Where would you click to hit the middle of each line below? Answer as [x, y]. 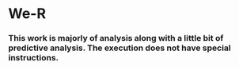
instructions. [34, 58]
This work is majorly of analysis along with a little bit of [116, 38]
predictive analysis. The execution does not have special [119, 48]
